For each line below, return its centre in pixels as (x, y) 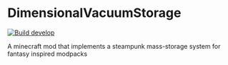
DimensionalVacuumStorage (94, 13)
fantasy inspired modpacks (48, 54)
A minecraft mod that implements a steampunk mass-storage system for (114, 46)
